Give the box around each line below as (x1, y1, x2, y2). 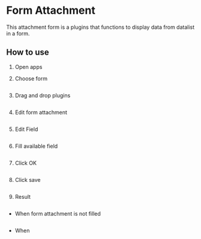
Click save (14, 176, 41, 183)
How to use (6, 47, 49, 58)
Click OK (14, 159, 37, 166)
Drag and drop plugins (14, 91, 71, 99)
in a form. (6, 29, 30, 37)
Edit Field (14, 126, 38, 133)
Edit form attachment (14, 109, 68, 116)
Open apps (14, 63, 43, 70)
